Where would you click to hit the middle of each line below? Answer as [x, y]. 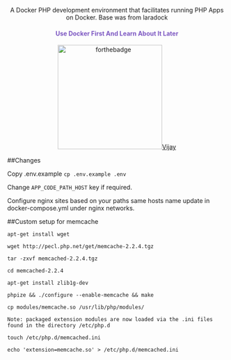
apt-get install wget [39, 235]
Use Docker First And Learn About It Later [117, 33]
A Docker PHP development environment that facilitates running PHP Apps [117, 10]
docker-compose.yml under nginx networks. [71, 208]
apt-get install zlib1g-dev [48, 283]
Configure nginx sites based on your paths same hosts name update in [109, 201]
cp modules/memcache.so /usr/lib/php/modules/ [76, 308]
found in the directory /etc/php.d [59, 326]
